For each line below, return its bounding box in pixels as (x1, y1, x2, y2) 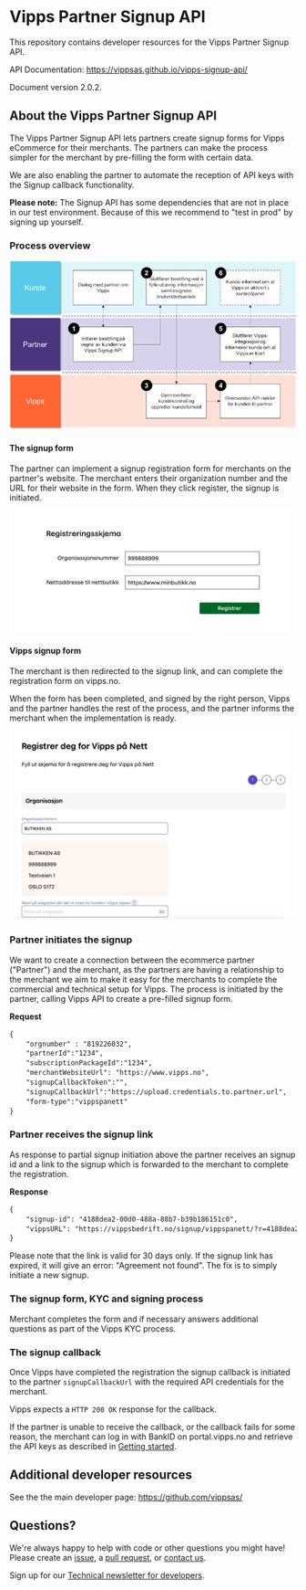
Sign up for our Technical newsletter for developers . (9, 1569, 205, 1581)
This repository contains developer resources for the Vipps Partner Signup (9, 37, 290, 47)
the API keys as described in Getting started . (9, 1440, 178, 1451)
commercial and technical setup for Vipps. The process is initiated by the (9, 984, 284, 995)
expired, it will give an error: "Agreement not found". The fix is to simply (9, 1260, 278, 1271)
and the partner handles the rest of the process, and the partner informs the (9, 702, 295, 713)
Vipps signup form (9, 646, 82, 656)
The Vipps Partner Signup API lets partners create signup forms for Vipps (9, 132, 285, 143)
